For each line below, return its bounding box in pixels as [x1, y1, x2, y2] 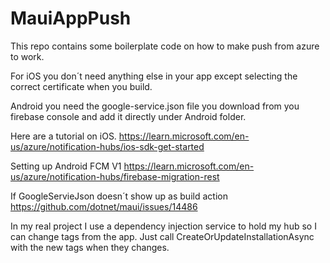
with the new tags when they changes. [10, 241, 170, 253]
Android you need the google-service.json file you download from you [10, 100, 300, 112]
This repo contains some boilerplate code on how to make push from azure [10, 40, 320, 52]
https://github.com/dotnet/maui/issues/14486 [10, 200, 198, 212]
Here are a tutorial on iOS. [10, 130, 117, 142]
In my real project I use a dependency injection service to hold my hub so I [10, 220, 317, 232]
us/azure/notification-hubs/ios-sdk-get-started [10, 140, 205, 152]
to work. [10, 50, 45, 62]
